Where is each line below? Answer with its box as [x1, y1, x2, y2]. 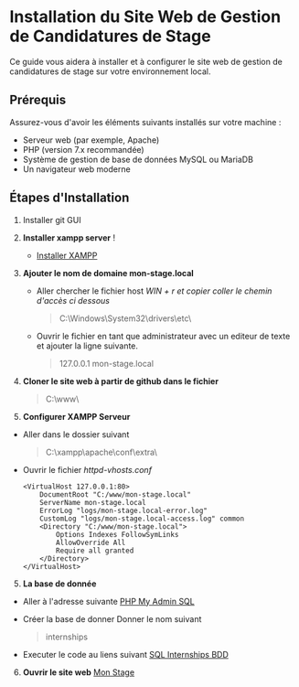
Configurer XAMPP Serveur [22, 411, 131, 422]
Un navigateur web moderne [22, 163, 131, 175]
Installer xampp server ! [22, 231, 116, 243]
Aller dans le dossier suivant [22, 428, 130, 440]
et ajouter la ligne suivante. [36, 340, 139, 351]
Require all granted [56, 546, 134, 555]
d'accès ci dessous [36, 295, 110, 306]
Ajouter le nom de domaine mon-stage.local [22, 267, 194, 278]
